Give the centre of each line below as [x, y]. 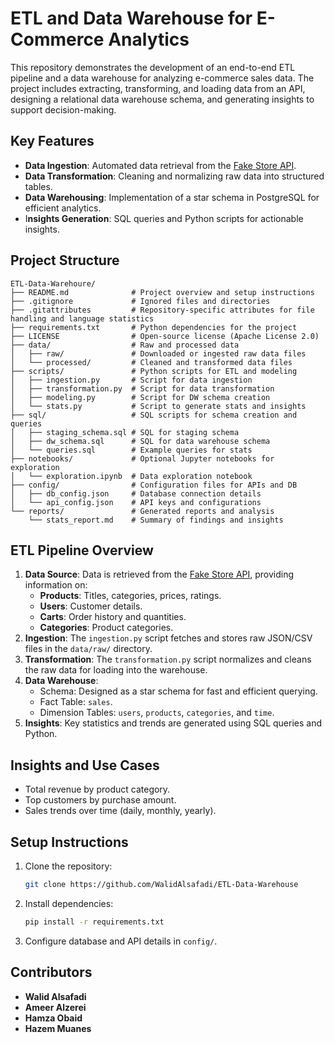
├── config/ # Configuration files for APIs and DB [154, 485]
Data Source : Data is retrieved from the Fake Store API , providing [159, 574]
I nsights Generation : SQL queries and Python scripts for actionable [164, 218]
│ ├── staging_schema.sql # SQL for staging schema [125, 432]
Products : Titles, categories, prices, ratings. [130, 596]
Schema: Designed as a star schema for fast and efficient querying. [178, 691]
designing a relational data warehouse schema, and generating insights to [162, 99]
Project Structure [65, 260]
